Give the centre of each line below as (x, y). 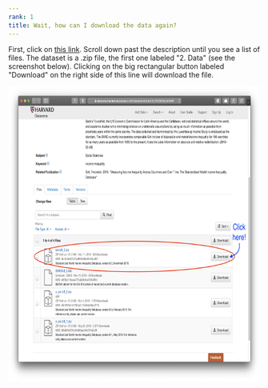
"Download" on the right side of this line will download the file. (111, 74)
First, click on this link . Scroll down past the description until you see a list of (134, 49)
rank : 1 (21, 17)
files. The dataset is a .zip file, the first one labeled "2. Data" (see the (122, 58)
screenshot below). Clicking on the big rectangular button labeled (116, 66)
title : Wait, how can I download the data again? (93, 25)
